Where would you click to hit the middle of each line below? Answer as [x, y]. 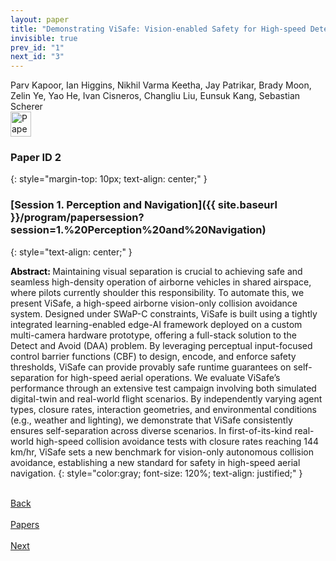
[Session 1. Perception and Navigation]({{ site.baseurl [144, 205]
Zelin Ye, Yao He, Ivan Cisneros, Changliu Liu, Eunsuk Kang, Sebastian [155, 96]
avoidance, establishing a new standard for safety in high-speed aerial [155, 462]
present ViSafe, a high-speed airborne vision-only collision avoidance [154, 303]
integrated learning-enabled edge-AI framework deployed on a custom [156, 324]
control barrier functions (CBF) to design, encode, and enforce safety [153, 356]
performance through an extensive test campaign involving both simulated [163, 388]
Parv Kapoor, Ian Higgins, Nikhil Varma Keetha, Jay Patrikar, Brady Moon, [161, 85]
